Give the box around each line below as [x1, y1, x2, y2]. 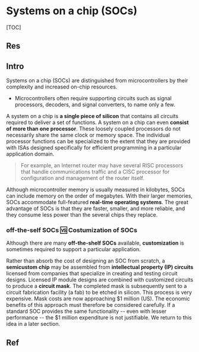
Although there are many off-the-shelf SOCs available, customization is [6, 239, 184, 247]
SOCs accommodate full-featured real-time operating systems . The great [6, 199, 189, 206]
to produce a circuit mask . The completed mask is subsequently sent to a [6, 283, 187, 290]
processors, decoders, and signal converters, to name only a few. [14, 101, 175, 108]
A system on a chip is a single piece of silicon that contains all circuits [6, 113, 179, 120]
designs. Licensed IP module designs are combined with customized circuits [6, 276, 194, 283]
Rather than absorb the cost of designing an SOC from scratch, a [6, 257, 165, 265]
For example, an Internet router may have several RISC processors [20, 162, 184, 169]
